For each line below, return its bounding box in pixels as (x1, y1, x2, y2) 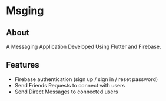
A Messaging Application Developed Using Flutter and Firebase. (6, 43, 161, 50)
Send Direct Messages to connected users (14, 88, 118, 95)
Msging (6, 4, 44, 18)
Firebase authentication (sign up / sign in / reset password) (14, 75, 158, 83)
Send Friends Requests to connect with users (14, 82, 125, 89)
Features (6, 60, 39, 70)
